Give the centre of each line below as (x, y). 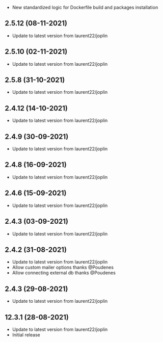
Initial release (26, 335)
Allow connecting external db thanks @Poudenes (64, 273)
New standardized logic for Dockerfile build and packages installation (85, 7)
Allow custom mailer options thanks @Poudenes (63, 268)
